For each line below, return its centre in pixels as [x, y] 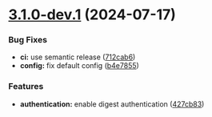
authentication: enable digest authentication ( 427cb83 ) [112, 104]
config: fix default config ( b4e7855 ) [80, 66]
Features [26, 87]
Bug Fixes [28, 40]
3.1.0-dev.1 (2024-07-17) [92, 15]
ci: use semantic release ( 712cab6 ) [78, 57]
